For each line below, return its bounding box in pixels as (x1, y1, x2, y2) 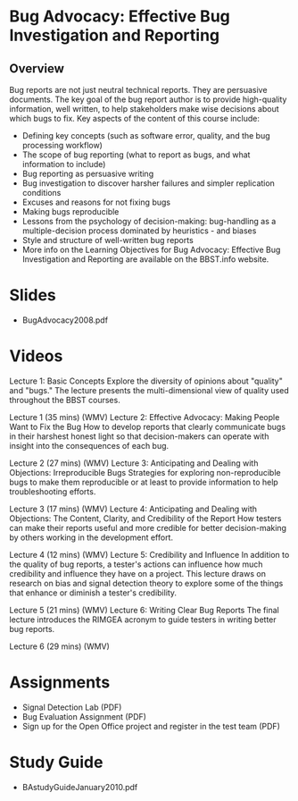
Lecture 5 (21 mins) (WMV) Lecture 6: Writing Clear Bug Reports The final (9, 604, 279, 615)
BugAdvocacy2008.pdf (21, 315, 109, 325)
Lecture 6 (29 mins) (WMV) (9, 641, 110, 652)
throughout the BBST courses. (9, 394, 120, 405)
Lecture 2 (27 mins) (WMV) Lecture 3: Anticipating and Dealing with (9, 458, 259, 468)
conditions (21, 188, 62, 198)
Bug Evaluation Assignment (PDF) (21, 711, 147, 721)
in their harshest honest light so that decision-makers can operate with (9, 431, 269, 442)
